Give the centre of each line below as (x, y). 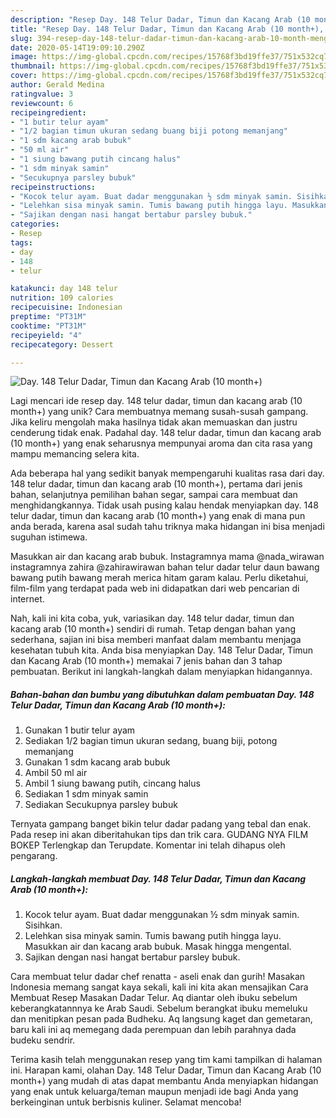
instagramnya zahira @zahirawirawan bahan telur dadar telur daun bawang (165, 567)
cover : (24, 76)
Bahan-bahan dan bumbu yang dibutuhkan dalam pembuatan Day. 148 (162, 694)
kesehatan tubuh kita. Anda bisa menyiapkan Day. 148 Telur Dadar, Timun (162, 650)
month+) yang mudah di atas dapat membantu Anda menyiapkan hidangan (164, 1081)
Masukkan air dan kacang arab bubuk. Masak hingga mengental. (158, 947)
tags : (21, 242)
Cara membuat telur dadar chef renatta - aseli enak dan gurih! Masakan (158, 977)
